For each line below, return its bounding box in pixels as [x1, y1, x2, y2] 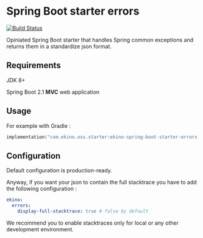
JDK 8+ [6, 76, 26, 83]
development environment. [6, 225, 74, 233]
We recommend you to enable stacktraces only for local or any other [6, 219, 179, 226]
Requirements [6, 60, 61, 71]
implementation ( [6, 134, 48, 140]
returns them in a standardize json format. [6, 43, 112, 50]
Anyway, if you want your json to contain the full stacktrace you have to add [6, 178, 197, 186]
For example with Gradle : [6, 122, 71, 129]
